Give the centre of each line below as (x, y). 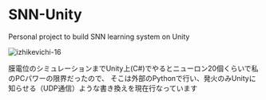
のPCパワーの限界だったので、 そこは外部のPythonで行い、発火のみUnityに (132, 78)
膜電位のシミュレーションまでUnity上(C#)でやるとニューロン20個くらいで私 (133, 68)
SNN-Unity (45, 15)
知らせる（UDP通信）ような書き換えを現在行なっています (103, 88)
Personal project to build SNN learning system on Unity (99, 37)
